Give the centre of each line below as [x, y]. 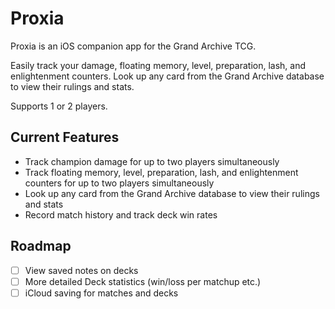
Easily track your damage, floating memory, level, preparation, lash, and [158, 65]
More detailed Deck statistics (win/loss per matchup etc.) [143, 281]
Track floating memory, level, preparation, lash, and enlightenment [161, 172]
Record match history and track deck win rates [121, 214]
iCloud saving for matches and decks [101, 293]
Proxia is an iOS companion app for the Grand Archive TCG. [133, 46]
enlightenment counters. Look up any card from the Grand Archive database [167, 76]
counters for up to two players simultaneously [119, 183]
